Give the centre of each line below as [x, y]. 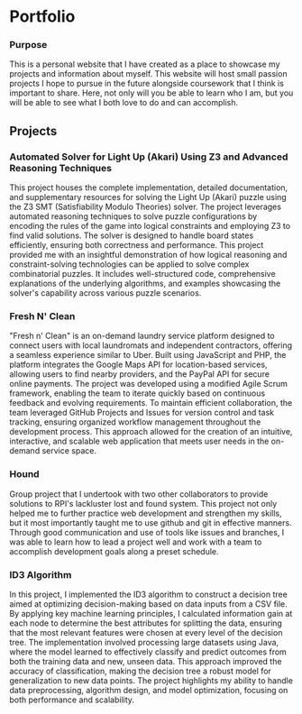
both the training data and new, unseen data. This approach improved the [146, 662]
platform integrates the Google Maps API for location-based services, [138, 365]
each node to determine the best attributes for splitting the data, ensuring [146, 623]
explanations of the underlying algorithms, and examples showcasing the [145, 284]
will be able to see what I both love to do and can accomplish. [124, 103]
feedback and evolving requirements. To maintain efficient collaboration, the [151, 403]
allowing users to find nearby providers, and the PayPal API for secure [140, 374]
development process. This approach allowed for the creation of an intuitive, [151, 432]
